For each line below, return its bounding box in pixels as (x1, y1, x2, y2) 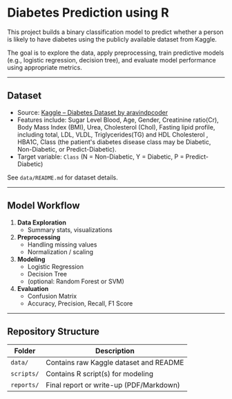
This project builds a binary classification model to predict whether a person (7, 28, 224, 36)
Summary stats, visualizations (27, 225, 113, 233)
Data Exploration (17, 218, 67, 227)
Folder (14, 346, 36, 356)
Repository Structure (7, 326, 100, 337)
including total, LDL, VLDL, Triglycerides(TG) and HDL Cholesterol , (17, 130, 209, 139)
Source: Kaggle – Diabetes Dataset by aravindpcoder (17, 108, 168, 116)
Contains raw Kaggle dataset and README (46, 358, 184, 368)
